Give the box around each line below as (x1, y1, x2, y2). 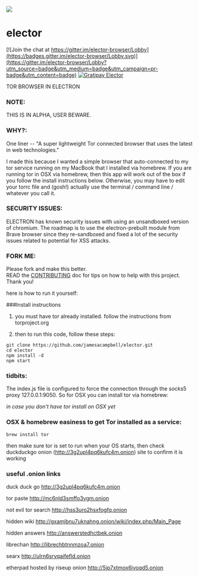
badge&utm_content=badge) (6, 71, 77, 78)
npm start (6, 358, 31, 364)
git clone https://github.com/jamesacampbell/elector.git (6, 343, 153, 348)
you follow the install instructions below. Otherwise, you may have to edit (6, 177, 185, 184)
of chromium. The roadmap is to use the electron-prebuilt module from (6, 224, 181, 232)
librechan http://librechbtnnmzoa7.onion (6, 541, 104, 548)
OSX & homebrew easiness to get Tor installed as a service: (6, 418, 182, 426)
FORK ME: (6, 252, 36, 260)
